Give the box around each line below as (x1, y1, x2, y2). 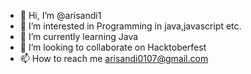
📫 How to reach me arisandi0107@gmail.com (19, 53, 209, 64)
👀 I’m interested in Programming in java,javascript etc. (19, 20, 242, 32)
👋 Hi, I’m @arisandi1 (19, 10, 102, 21)
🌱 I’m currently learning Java (19, 31, 139, 42)
